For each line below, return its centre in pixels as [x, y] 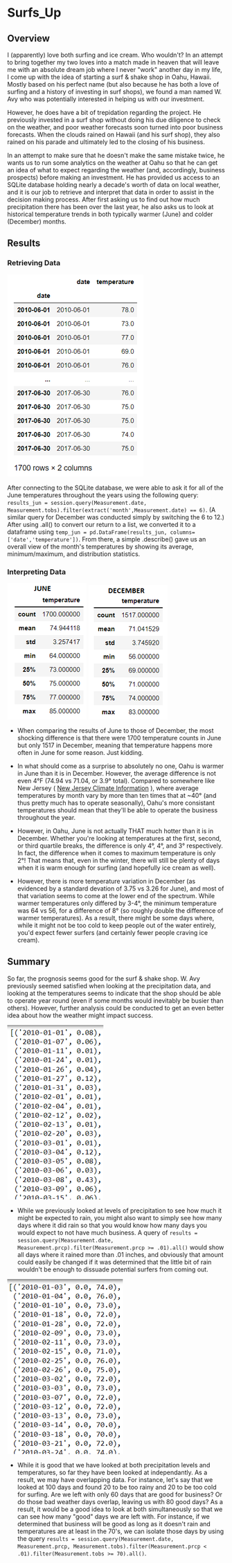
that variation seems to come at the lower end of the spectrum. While [116, 895]
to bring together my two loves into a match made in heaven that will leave [113, 62]
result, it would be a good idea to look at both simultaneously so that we [120, 1509]
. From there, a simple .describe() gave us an [142, 539]
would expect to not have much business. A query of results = [107, 1232]
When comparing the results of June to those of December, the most [115, 730]
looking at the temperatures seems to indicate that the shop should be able [114, 993]
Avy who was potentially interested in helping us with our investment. [106, 99]
